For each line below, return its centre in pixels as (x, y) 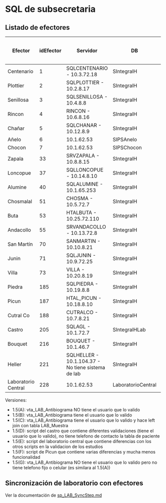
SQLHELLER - (83, 355)
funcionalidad (26, 457)
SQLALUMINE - (84, 184)
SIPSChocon (127, 147)
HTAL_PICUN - (84, 298)
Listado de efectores (38, 28)
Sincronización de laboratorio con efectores (74, 483)
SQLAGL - (78, 327)
